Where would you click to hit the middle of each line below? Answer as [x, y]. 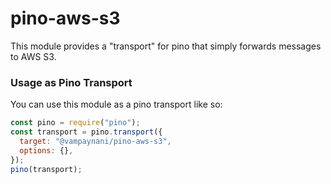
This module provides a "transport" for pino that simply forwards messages [166, 46]
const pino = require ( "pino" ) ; [75, 123]
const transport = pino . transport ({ [86, 132]
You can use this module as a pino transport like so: [116, 104]
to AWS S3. [33, 56]
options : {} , [46, 150]
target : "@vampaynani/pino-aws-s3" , [95, 141]
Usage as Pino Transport [71, 82]
